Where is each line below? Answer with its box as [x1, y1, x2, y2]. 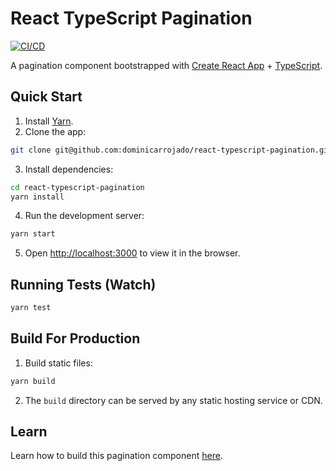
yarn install [10, 192, 65, 202]
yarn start [10, 229, 56, 239]
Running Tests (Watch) [10, 276, 157, 293]
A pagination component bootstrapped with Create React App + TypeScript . [10, 59, 323, 71]
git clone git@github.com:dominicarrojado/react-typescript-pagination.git [10, 145, 333, 155]
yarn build [10, 376, 56, 386]
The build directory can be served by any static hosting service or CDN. [24, 394, 323, 406]
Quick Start [10, 88, 83, 106]
